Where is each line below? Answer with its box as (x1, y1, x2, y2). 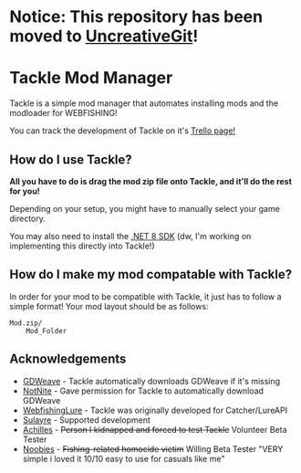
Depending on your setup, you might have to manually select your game (9, 203, 280, 214)
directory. (9, 213, 46, 224)
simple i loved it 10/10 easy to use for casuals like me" (22, 453, 225, 464)
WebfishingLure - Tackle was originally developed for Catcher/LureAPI (22, 405, 288, 415)
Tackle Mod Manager (9, 68, 173, 89)
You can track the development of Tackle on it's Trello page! (9, 125, 235, 136)
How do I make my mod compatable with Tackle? (9, 267, 293, 282)
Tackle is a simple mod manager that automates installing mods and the (9, 98, 279, 109)
